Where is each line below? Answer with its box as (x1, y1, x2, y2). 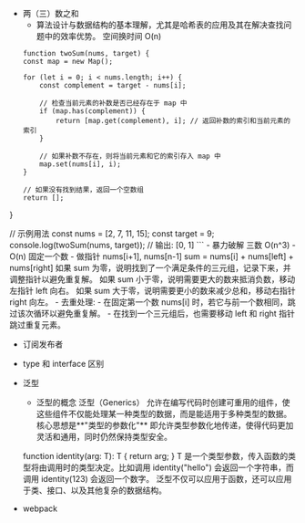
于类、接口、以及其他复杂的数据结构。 (22, 485, 167, 496)
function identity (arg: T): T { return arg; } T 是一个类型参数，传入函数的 (22, 451, 289, 461)
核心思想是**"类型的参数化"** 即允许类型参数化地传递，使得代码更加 (36, 420, 294, 431)
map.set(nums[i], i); (39, 160, 121, 169)
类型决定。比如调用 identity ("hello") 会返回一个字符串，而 (78, 462, 294, 473)
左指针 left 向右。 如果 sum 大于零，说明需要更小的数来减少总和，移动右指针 (9, 286, 296, 296)
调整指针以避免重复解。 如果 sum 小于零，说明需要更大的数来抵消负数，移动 (9, 274, 296, 285)
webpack (22, 503, 57, 514)
